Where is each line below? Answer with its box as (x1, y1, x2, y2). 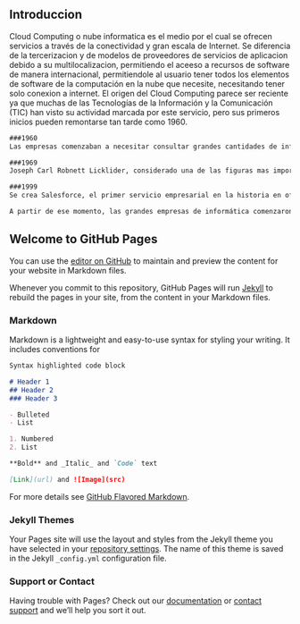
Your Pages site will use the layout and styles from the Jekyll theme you (9, 534, 274, 544)
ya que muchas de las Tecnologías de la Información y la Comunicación (9, 97, 274, 108)
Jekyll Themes (9, 513, 75, 526)
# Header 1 (9, 377, 50, 386)
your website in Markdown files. (9, 265, 127, 275)
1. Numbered (9, 434, 54, 443)
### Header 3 (9, 393, 58, 403)
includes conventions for (9, 344, 101, 355)
